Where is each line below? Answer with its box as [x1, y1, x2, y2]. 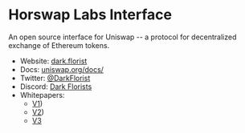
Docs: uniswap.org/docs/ [19, 64, 104, 74]
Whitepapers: [19, 90, 65, 99]
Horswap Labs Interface [8, 6, 173, 24]
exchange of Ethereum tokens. [8, 40, 110, 50]
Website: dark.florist [19, 56, 88, 66]
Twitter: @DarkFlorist [19, 73, 91, 83]
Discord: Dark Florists [19, 82, 92, 91]
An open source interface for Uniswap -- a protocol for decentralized [8, 32, 237, 42]
